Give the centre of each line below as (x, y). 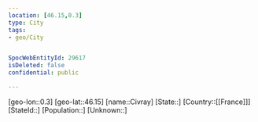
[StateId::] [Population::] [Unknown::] (68, 109)
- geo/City (26, 37)
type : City (26, 23)
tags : (17, 30)
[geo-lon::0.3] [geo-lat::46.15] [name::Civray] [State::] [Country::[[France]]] (129, 102)
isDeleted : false (37, 66)
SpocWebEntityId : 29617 (47, 58)
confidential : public (44, 73)
